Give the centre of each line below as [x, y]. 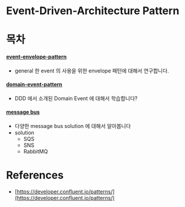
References [35, 175]
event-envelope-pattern [37, 57]
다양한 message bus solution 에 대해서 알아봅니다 [73, 126]
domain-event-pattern [34, 84]
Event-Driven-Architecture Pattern [93, 11]
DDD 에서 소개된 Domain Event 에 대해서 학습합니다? [76, 98]
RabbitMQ [36, 151]
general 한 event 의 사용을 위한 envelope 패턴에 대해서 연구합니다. [92, 70]
